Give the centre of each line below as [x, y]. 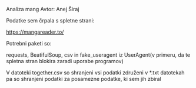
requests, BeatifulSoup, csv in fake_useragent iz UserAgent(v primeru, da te [98, 55]
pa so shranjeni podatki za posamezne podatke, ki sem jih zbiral [84, 79]
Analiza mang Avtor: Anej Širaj [43, 9]
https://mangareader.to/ [35, 32]
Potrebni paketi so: [29, 43]
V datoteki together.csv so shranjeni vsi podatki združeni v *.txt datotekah [95, 73]
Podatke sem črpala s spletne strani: [50, 20]
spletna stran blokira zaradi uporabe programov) [65, 61]
